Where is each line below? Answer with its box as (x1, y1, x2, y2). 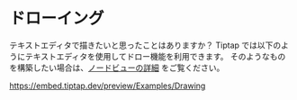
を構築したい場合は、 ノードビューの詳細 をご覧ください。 (9, 62, 225, 73)
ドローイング (9, 8, 105, 29)
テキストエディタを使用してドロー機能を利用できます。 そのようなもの (24, 50, 286, 61)
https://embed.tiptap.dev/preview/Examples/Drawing (9, 80, 206, 91)
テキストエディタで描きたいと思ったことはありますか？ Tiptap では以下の (9, 40, 282, 50)
